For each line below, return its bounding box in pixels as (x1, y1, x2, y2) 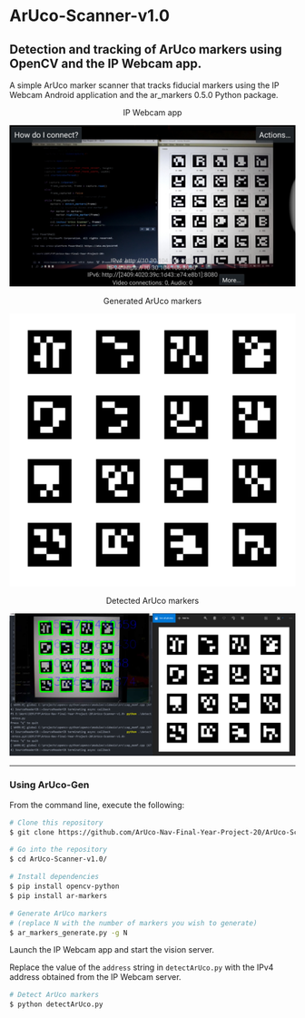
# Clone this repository (9, 818, 103, 827)
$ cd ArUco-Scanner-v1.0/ (9, 855, 107, 864)
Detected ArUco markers (105, 596, 200, 607)
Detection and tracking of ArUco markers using (9, 42, 283, 57)
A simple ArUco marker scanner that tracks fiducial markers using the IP (9, 80, 280, 91)
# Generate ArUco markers (9, 909, 107, 918)
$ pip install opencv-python (9, 882, 120, 891)
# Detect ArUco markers (9, 991, 100, 1000)
